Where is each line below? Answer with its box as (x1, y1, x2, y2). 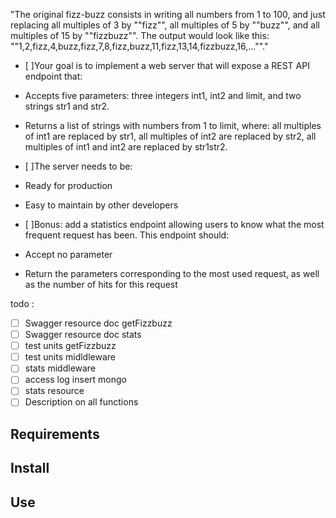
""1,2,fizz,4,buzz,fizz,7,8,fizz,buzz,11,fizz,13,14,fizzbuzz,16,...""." (10, 40, 269, 52)
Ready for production (24, 180, 113, 191)
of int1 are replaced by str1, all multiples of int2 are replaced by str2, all (24, 130, 317, 142)
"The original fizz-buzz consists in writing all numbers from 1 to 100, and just (10, 9, 326, 20)
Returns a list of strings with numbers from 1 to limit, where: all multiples (24, 120, 322, 131)
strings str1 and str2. (24, 100, 110, 112)
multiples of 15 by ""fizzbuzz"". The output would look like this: (10, 30, 270, 41)
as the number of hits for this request (24, 279, 178, 290)
